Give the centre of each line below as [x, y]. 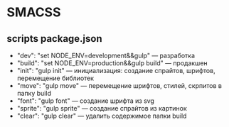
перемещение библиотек [55, 78]
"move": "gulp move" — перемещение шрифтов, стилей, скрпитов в [119, 85]
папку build [34, 93]
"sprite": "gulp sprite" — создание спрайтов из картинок [102, 108]
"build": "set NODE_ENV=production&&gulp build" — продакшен [112, 63]
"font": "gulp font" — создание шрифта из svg [85, 101]
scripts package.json [54, 39]
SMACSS [34, 12]
